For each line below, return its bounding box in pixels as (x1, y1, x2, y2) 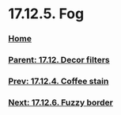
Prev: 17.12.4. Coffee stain (8, 75, 109, 86)
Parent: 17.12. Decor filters (8, 55, 111, 66)
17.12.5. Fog (8, 5, 85, 23)
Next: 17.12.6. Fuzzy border (8, 97, 113, 108)
